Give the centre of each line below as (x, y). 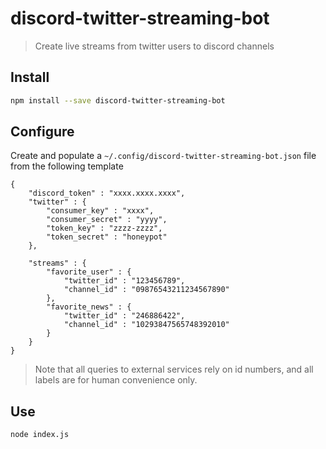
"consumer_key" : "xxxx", (100, 211)
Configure (42, 132)
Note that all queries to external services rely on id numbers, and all (174, 369)
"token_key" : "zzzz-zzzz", (104, 228)
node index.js (40, 435)
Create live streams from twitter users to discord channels (154, 46)
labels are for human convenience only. (116, 380)
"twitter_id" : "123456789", (124, 281)
